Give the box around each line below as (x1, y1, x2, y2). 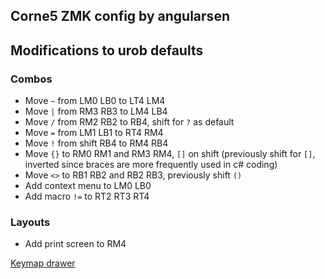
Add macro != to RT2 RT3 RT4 (24, 190, 150, 203)
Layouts (10, 215, 51, 229)
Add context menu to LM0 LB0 (24, 180, 152, 192)
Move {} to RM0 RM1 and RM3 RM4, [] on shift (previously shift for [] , (24, 148, 316, 160)
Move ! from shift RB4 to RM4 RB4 (24, 137, 169, 149)
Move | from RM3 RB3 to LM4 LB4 (24, 105, 168, 118)
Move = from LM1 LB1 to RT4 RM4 (24, 127, 164, 139)
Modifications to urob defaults (10, 42, 204, 59)
